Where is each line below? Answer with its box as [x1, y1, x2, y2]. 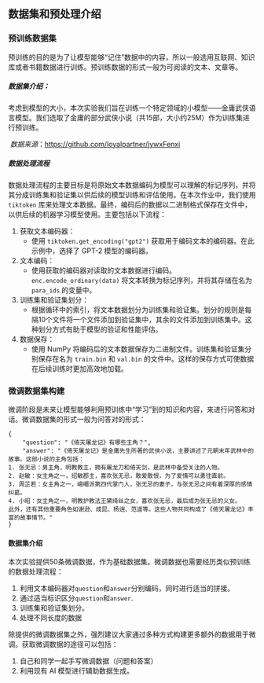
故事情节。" [19, 513, 53, 521]
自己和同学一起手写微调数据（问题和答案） [19, 656, 158, 666]
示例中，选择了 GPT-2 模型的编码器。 [31, 246, 153, 255]
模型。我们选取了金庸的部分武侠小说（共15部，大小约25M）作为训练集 [14, 112, 244, 122]
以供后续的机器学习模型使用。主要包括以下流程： [8, 209, 167, 218]
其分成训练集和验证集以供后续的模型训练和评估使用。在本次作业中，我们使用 [8, 189, 256, 199]
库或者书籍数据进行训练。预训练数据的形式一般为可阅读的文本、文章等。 [8, 62, 242, 72]
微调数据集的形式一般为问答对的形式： [21, 414, 146, 424]
